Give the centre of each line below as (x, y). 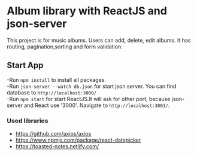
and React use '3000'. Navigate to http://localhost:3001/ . (97, 105)
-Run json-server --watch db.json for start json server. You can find (92, 86)
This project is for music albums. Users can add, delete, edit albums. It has (99, 40)
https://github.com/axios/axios (53, 134)
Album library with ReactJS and (87, 11)
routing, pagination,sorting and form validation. (65, 47)
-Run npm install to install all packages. (57, 79)
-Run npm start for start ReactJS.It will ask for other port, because (89, 99)
